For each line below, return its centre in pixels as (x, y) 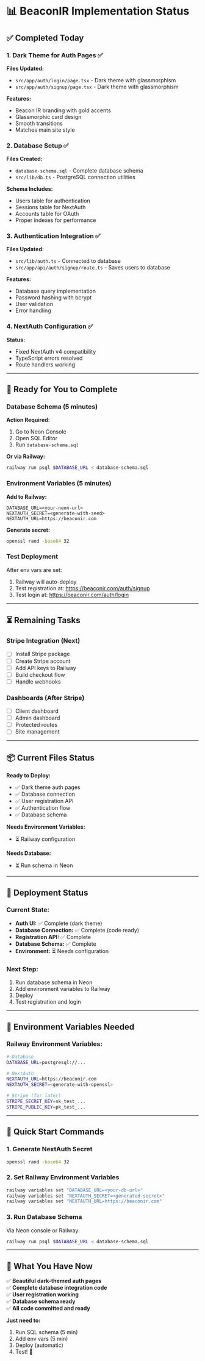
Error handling (33, 310)
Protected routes (36, 725)
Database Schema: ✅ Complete (56, 944)
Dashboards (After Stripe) (45, 698)
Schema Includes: (30, 189)
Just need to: (23, 1321)
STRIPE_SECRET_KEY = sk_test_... (46, 1102)
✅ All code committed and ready (48, 1309)
